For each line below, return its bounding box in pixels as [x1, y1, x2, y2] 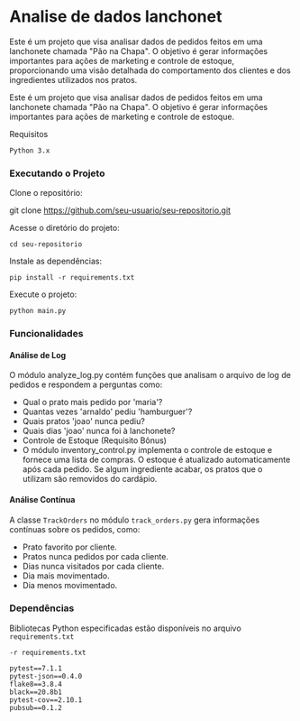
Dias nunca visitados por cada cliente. [22, 560, 165, 571]
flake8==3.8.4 [9, 679, 63, 689]
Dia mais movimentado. [22, 570, 110, 581]
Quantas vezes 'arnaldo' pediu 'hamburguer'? [22, 406, 193, 417]
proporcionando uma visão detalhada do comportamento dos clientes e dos [9, 65, 291, 76]
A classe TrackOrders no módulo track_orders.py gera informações [9, 514, 259, 525]
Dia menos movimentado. [22, 579, 118, 590]
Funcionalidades [9, 328, 84, 340]
